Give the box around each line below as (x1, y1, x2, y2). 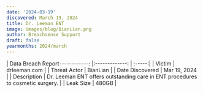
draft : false (6, 37, 40, 43)
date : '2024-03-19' (6, 9, 56, 15)
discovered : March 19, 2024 (6, 15, 79, 21)
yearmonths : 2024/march (6, 43, 67, 50)
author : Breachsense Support (6, 32, 81, 38)
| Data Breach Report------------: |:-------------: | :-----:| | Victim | (6, 59, 175, 67)
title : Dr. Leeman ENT (6, 20, 64, 26)
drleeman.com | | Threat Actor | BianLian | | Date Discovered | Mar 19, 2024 (6, 66, 197, 73)
